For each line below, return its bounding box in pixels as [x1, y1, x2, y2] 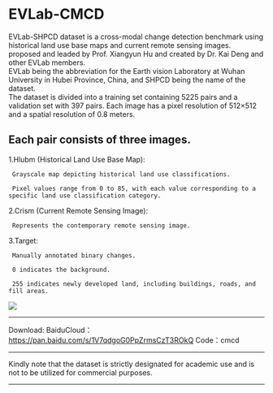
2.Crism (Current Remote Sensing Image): [8, 205, 149, 215]
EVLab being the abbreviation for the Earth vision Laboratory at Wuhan [8, 66, 245, 76]
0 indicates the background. [11, 266, 111, 274]
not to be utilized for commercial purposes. [8, 367, 153, 378]
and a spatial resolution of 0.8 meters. [8, 109, 136, 119]
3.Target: [8, 235, 39, 245]
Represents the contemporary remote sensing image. [11, 221, 191, 230]
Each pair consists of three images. [8, 133, 191, 147]
